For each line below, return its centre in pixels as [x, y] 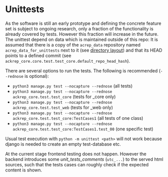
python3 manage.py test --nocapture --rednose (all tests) [72, 86]
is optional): [37, 76]
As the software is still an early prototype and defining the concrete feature [83, 23]
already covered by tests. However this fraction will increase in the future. [82, 34]
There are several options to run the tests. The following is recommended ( [83, 71]
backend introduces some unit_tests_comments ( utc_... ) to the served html [85, 159]
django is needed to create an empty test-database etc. [63, 144]
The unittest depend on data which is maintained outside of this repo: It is [81, 39]
